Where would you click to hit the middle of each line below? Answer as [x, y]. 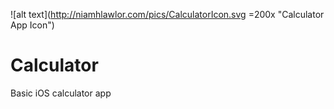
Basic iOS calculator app [61, 93]
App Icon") [32, 25]
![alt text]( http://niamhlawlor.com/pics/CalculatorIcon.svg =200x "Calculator [167, 14]
